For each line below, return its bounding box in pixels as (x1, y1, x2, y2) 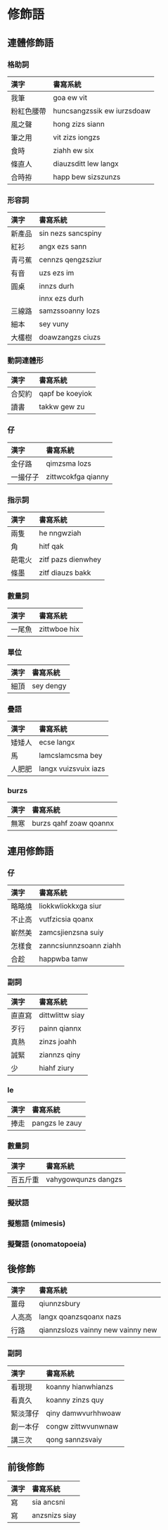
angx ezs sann (39, 242, 87, 251)
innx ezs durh (39, 294, 84, 304)
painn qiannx (39, 1024, 82, 1033)
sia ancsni (32, 1497, 65, 1507)
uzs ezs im (39, 268, 75, 278)
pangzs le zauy (32, 1118, 82, 1128)
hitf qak (39, 542, 64, 552)
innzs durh (39, 281, 75, 291)
